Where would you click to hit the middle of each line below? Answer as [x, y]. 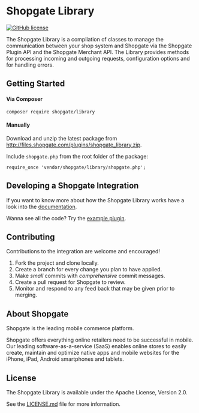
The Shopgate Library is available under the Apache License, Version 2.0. [97, 392]
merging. [26, 295]
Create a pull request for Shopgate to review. [70, 282]
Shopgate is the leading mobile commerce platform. [70, 328]
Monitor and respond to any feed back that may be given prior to [95, 289]
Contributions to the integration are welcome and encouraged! [83, 252]
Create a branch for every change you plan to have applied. [88, 270]
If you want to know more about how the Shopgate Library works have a [95, 200]
